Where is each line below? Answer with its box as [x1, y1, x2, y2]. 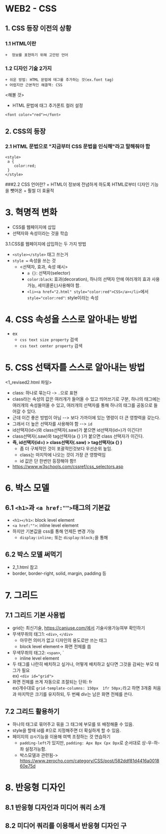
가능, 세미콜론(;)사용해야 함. [27, 282, 81, 288]
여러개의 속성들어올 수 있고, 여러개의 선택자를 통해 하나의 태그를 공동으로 [12, 402, 153, 408]
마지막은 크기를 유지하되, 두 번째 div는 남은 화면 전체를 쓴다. [17, 691, 134, 697]
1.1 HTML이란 [5, 40, 36, 47]
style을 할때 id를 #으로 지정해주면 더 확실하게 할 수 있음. [12, 727, 121, 733]
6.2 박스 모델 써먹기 [5, 551, 62, 559]
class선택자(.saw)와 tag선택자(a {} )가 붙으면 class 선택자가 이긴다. [12, 433, 144, 439]
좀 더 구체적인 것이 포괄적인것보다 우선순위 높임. [19, 445, 112, 451]
